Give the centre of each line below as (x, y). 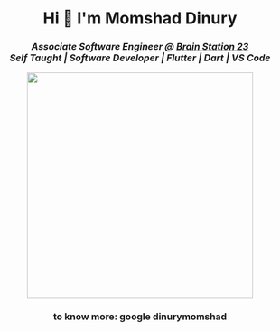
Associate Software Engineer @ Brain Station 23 (140, 47)
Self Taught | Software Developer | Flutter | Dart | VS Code (140, 58)
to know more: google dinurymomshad (140, 317)
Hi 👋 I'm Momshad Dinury (140, 18)
